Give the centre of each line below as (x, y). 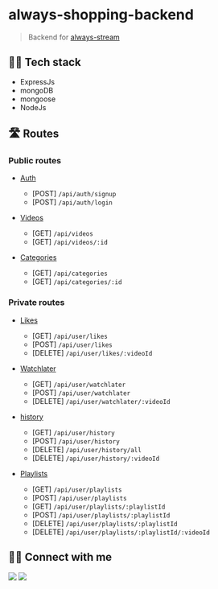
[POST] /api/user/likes (72, 344)
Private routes (37, 303)
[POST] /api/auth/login (72, 202)
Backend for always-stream (74, 37)
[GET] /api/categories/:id (77, 282)
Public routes (35, 161)
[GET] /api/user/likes (70, 336)
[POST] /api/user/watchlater (81, 393)
